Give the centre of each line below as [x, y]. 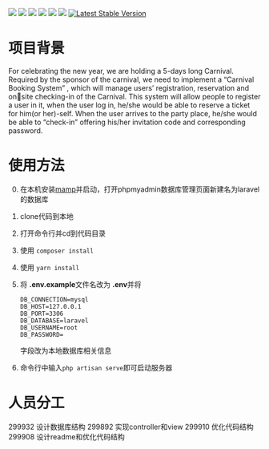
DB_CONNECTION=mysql [54, 299]
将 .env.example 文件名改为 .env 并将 [80, 284]
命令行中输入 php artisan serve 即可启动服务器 [96, 367]
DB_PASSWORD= [42, 334]
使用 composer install [57, 250]
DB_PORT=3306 [42, 313]
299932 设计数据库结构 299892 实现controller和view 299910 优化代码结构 [131, 427]
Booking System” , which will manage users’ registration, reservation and [129, 87]
